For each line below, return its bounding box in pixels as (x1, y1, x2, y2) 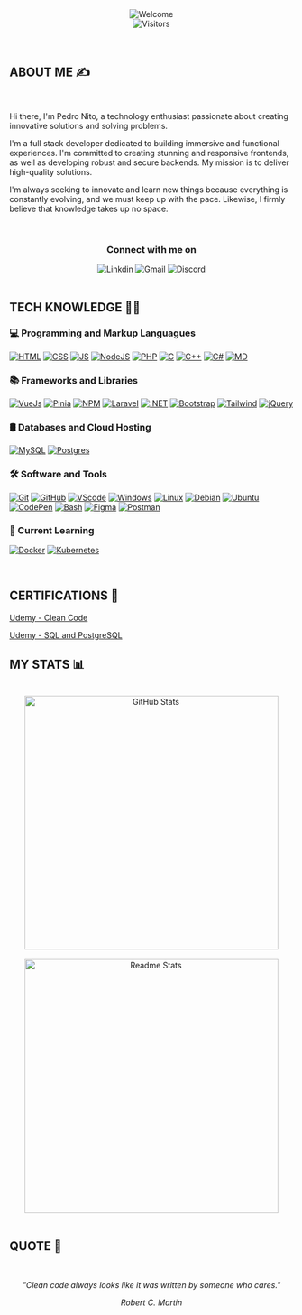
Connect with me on (106, 243, 197, 255)
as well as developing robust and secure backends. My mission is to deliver (9, 157, 290, 168)
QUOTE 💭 (9, 1238, 62, 1254)
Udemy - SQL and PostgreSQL (9, 629, 124, 640)
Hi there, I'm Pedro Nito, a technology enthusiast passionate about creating (9, 110, 288, 121)
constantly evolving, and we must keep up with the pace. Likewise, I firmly (9, 193, 286, 204)
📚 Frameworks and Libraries (9, 374, 138, 386)
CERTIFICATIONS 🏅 (9, 588, 119, 604)
